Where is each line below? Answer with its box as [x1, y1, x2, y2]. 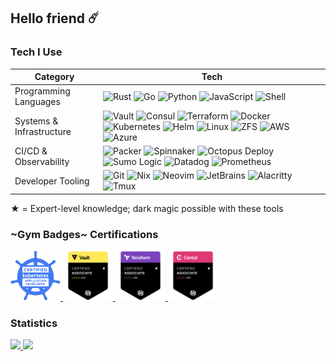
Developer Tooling [14, 175, 90, 187]
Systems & [14, 115, 59, 127]
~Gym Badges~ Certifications [10, 227, 159, 241]
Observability [14, 155, 70, 167]
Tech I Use [10, 45, 63, 59]
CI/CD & [14, 145, 48, 157]
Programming [14, 85, 71, 97]
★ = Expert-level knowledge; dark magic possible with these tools [10, 202, 284, 214]
